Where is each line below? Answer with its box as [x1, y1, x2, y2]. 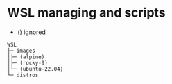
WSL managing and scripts [7, 5, 166, 21]
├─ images [7, 47, 36, 54]
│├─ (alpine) [7, 53, 45, 60]
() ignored [17, 28, 46, 36]
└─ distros [7, 72, 39, 78]
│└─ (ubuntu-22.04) [7, 65, 64, 72]
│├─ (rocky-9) [7, 59, 49, 67]
